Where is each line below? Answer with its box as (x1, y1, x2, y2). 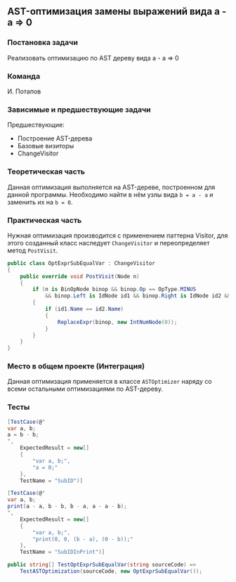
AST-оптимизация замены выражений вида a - (7, 6, 227, 18)
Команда (7, 71, 41, 81)
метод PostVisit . (7, 246, 58, 254)
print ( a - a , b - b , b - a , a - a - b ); (7, 503, 128, 510)
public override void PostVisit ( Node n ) (20, 273, 140, 280)
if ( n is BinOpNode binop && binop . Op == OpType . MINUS (32, 286, 197, 293)
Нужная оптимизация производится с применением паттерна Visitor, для (7, 231, 228, 240)
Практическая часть (7, 215, 82, 225)
